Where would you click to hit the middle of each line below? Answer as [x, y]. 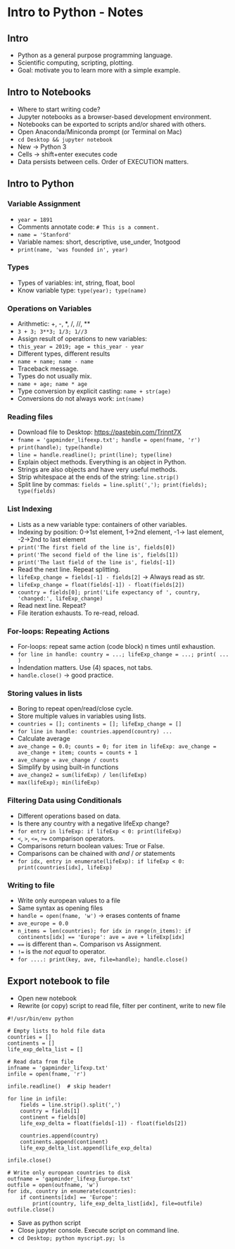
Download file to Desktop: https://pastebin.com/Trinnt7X [99, 432]
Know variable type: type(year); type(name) [82, 290]
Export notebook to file [59, 981]
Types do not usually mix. [55, 376]
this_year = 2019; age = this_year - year [81, 347]
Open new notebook [47, 998]
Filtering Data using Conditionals [64, 800]
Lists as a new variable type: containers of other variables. [102, 524]
